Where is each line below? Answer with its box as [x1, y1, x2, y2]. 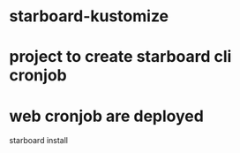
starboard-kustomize [9, 6, 169, 27]
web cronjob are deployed [9, 106, 205, 126]
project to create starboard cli [9, 47, 232, 67]
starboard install [9, 135, 69, 146]
